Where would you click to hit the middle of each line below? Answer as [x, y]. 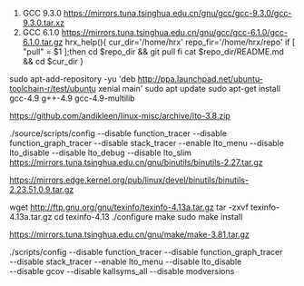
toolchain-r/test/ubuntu [53, 89]
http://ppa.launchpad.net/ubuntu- [200, 79]
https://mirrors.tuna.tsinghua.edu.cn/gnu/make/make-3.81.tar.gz [129, 234]
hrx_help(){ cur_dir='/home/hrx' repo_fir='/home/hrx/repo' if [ [180, 42]
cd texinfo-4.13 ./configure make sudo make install [148, 217]
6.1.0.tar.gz [43, 42]
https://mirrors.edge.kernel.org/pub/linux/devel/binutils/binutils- [129, 180]
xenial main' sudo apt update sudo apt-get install [190, 89]
